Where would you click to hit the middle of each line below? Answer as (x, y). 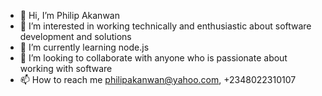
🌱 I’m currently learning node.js (84, 47)
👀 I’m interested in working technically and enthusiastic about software (165, 26)
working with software (66, 68)
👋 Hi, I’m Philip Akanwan (69, 15)
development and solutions (75, 36)
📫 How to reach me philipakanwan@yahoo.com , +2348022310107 (158, 79)
